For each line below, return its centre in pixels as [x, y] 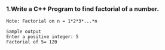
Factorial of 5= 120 [32, 42]
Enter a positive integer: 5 [42, 37]
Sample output [24, 32]
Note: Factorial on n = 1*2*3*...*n [52, 21]
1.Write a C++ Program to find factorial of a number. [83, 9]
